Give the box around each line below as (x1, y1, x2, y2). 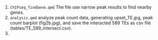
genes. (9, 9, 24, 15)
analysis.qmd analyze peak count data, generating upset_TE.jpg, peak (9, 15, 153, 20)
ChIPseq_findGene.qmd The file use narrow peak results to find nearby (9, 4, 152, 10)
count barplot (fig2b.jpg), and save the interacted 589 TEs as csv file (9, 20, 151, 26)
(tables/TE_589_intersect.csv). (9, 25, 73, 31)
